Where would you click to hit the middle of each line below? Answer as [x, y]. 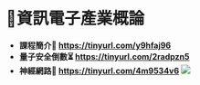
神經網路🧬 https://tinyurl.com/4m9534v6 [99, 71]
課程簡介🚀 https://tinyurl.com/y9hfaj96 [95, 45]
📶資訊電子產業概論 [75, 19]
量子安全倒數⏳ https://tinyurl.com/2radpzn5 [104, 56]
